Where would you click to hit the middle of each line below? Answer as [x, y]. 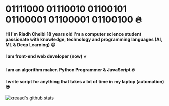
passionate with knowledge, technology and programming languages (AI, [84, 39]
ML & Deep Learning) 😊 [31, 44]
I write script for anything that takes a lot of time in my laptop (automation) [85, 81]
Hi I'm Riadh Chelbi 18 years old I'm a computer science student [73, 34]
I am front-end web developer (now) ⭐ [46, 56]
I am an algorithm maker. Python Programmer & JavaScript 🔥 [70, 70]
